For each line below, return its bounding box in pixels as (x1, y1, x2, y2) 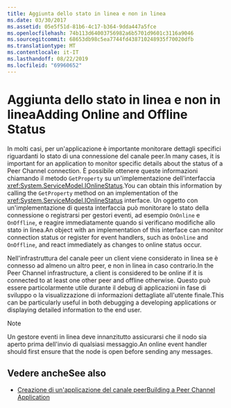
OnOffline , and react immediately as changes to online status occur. (7, 240, 202, 249)
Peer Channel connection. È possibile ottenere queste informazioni (7, 166, 198, 174)
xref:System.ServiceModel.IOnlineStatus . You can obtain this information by (7, 181, 222, 190)
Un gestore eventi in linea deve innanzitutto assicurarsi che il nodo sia (7, 332, 207, 341)
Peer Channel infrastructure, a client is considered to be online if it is (7, 268, 203, 277)
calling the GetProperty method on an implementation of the (7, 188, 178, 197)
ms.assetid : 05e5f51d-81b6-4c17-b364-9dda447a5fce (7, 23, 157, 30)
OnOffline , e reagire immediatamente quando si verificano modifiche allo (7, 218, 216, 227)
